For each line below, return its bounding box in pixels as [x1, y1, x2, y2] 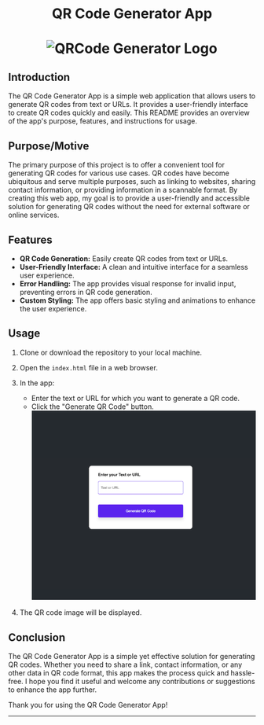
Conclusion [8, 631, 66, 644]
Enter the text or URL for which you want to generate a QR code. [31, 393, 240, 403]
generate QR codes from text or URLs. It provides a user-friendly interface [8, 100, 249, 109]
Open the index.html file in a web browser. [19, 362, 159, 372]
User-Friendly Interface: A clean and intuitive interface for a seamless [19, 262, 249, 271]
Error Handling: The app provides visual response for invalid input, [19, 278, 236, 288]
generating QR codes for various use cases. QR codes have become [8, 168, 229, 178]
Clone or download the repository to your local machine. [19, 348, 203, 357]
